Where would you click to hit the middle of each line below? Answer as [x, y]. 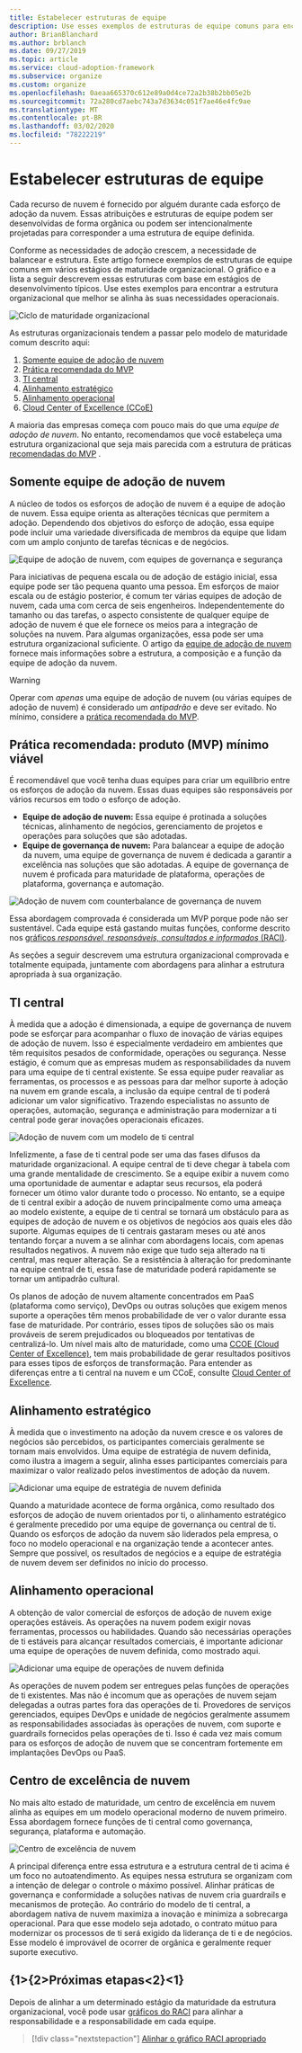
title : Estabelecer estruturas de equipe [88, 18]
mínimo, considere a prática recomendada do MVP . [104, 717]
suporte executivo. [44, 1951]
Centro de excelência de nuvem [100, 1781]
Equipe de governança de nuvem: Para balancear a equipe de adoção [153, 845]
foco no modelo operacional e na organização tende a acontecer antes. [142, 1544]
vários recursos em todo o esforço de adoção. [95, 799]
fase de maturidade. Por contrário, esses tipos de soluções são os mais [142, 1325]
